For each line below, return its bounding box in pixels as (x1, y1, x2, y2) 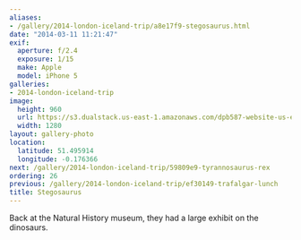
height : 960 (17, 105, 63, 114)
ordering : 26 (9, 171, 58, 180)
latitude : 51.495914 (17, 146, 94, 155)
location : (9, 138, 47, 147)
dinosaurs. (9, 222, 48, 233)
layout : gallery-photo (9, 130, 94, 139)
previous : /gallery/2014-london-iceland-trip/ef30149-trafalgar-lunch (9, 180, 279, 189)
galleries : (9, 80, 50, 89)
